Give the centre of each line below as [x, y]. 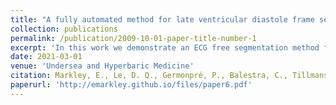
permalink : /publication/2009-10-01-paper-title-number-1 [133, 38]
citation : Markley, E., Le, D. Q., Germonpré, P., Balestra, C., [149, 76]
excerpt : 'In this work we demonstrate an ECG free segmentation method [165, 47]
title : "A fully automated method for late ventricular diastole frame [162, 19]
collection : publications [64, 29]
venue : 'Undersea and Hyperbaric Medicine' [102, 66]
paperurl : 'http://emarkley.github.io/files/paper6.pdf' [131, 85]
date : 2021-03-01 [46, 57]
